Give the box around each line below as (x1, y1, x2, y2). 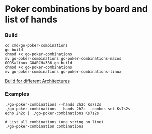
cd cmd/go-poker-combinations (5, 43, 68, 48)
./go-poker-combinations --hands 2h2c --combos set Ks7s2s (5, 106, 131, 111)
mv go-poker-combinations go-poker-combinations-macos (5, 56, 122, 61)
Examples (5, 91, 30, 98)
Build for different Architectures (5, 78, 70, 84)
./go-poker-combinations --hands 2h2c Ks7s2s (5, 102, 101, 107)
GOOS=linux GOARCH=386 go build (5, 61, 72, 66)
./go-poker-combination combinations (5, 124, 84, 129)
